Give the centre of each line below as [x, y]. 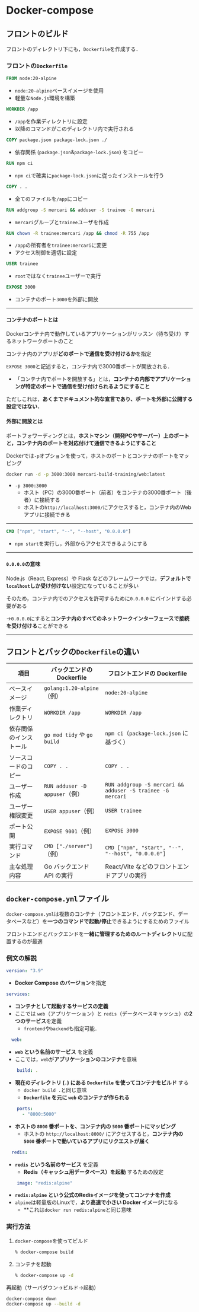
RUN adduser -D [65, 786]
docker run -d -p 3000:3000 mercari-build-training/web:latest [86, 474]
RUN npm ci [20, 163]
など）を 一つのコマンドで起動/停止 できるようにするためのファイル [108, 921]
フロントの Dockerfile [37, 66]
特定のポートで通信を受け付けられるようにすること [87, 387]
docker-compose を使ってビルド [52, 1241]
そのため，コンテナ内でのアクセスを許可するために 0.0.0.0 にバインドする [96, 598]
